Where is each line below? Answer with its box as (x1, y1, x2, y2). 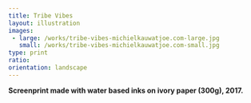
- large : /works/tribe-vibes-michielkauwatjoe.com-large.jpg (11, 34, 220, 42)
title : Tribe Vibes (8, 11, 74, 20)
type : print (8, 49, 48, 57)
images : (8, 26, 34, 34)
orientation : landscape (8, 64, 88, 72)
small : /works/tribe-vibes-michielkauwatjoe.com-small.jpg (18, 42, 220, 50)
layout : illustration (8, 19, 81, 27)
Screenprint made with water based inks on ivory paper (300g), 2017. (8, 85, 244, 95)
